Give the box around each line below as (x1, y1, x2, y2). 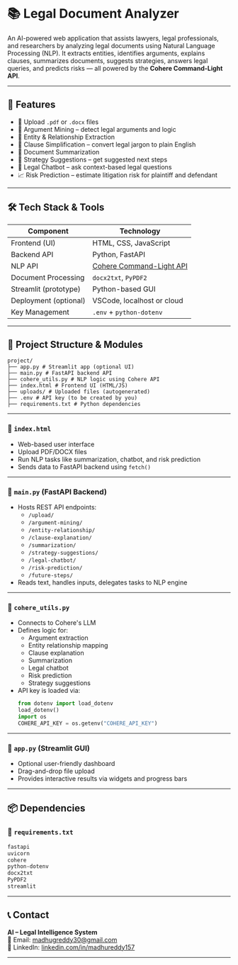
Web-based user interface (17, 440, 95, 448)
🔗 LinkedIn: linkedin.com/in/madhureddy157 (7, 943, 135, 952)
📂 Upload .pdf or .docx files (17, 118, 99, 126)
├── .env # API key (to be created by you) (7, 395, 138, 402)
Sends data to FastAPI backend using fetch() (17, 462, 151, 471)
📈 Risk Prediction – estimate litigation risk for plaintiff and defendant (17, 171, 218, 179)
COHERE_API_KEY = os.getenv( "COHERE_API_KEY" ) (17, 720, 158, 727)
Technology (119, 226, 161, 236)
